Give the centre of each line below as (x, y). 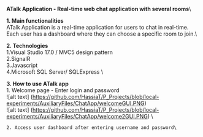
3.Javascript (22, 65)
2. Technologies (27, 46)
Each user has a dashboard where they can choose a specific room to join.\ (102, 34)
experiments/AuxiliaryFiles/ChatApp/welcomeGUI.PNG (75, 103)
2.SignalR (18, 59)
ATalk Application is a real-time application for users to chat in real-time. (98, 27)
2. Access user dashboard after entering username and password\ (91, 128)
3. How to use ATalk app (38, 84)
